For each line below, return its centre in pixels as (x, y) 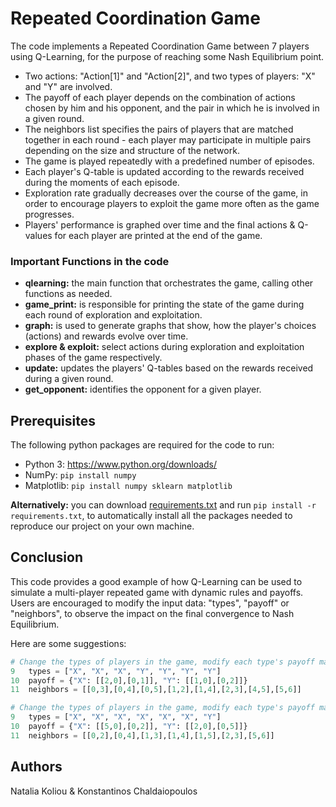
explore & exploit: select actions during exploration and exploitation (164, 347)
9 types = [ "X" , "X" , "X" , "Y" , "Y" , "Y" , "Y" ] (116, 671)
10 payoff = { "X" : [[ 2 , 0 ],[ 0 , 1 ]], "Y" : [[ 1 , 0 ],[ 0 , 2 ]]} (129, 680)
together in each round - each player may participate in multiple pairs (168, 139)
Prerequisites (53, 420)
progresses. (49, 214)
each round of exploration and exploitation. (113, 315)
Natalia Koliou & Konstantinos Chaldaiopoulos (104, 791)
